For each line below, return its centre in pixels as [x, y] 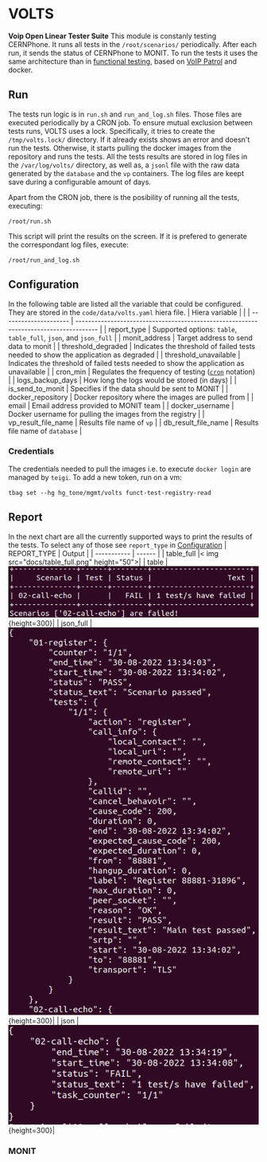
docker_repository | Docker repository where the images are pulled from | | [131, 397]
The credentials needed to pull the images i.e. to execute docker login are [130, 469]
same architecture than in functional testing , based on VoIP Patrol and [122, 61]
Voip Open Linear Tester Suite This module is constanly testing [112, 36]
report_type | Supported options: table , [173, 329]
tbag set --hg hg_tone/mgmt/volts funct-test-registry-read [110, 493]
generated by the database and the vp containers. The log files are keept [126, 173]
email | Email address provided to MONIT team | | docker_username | [121, 405]
